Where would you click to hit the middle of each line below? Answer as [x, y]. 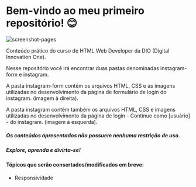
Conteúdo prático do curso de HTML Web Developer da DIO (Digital [88, 50]
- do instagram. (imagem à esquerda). [52, 122]
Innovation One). [26, 57]
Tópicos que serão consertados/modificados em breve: [75, 165]
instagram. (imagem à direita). [42, 98]
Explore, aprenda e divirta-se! [43, 150]
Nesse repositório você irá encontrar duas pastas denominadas [82, 68]
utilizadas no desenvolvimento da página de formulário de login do [86, 92]
